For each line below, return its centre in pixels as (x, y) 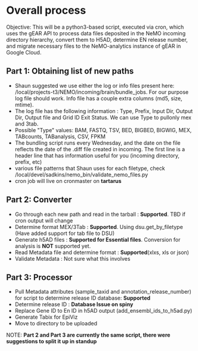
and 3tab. (27, 124)
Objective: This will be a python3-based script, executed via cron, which (95, 27)
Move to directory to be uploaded (56, 323)
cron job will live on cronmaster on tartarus (68, 181)
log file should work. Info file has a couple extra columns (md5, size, (99, 98)
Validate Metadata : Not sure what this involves (72, 258)
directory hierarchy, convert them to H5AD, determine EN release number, (97, 39)
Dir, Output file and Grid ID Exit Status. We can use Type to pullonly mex (103, 117)
